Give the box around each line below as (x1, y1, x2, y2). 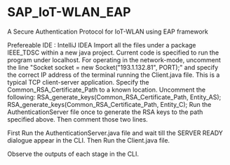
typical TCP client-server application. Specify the (7, 78, 149, 86)
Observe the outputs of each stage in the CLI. (7, 150, 139, 158)
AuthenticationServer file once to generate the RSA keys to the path (7, 108, 203, 116)
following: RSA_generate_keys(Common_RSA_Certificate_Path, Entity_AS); (7, 92, 222, 101)
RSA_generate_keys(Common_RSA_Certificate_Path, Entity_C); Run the (7, 100, 212, 108)
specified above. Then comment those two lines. (7, 115, 149, 123)
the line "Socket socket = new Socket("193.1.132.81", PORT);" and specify (7, 63, 219, 71)
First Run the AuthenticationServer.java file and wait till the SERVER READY (7, 129, 223, 137)
